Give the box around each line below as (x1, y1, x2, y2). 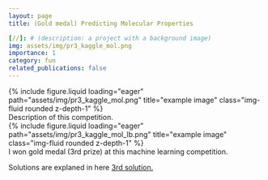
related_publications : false (8, 64, 107, 73)
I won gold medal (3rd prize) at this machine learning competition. (8, 147, 228, 156)
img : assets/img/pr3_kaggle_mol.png (8, 41, 132, 49)
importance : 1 (8, 49, 57, 58)
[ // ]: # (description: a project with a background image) (8, 34, 212, 42)
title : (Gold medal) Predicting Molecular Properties (8, 19, 194, 28)
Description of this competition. (8, 112, 113, 122)
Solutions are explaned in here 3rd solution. (8, 162, 154, 172)
